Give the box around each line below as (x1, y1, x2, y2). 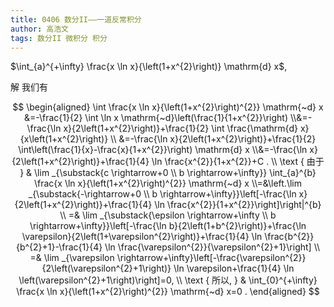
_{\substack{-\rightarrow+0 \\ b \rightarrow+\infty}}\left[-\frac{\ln (28, 188, 297, 200)
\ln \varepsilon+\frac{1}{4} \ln (173, 262, 295, 275)
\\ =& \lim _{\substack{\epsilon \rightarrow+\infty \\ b (59, 209, 277, 221)
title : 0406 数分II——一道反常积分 (10, 14, 142, 25)
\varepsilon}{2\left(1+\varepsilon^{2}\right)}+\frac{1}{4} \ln (21, 231, 263, 243)
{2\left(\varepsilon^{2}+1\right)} (41, 262, 172, 275)
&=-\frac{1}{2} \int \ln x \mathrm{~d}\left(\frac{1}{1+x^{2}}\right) (23, 112, 289, 124)
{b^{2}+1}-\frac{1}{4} (15, 241, 103, 253)
